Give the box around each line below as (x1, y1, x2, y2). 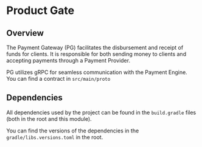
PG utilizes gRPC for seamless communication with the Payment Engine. (6, 69, 187, 76)
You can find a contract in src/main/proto (6, 75, 111, 82)
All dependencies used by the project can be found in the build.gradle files (6, 109, 197, 116)
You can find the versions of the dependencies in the (6, 127, 139, 134)
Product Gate (6, 4, 75, 18)
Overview (6, 28, 44, 38)
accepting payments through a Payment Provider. (6, 57, 131, 64)
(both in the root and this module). (6, 115, 92, 122)
